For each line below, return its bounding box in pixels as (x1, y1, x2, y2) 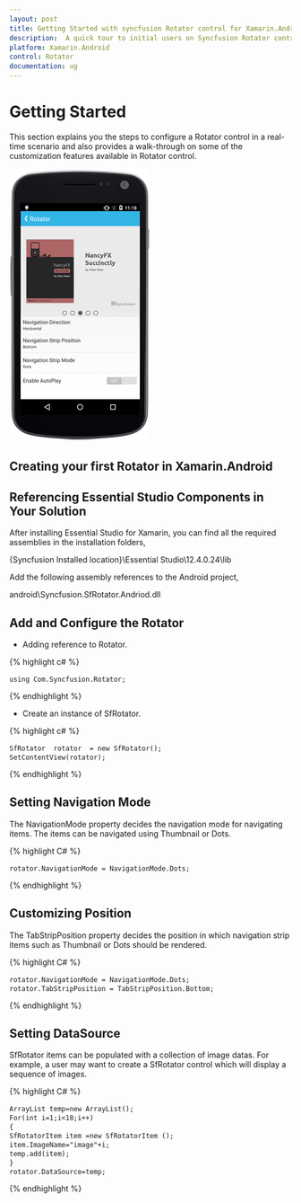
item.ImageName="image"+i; (9, 1141, 110, 1150)
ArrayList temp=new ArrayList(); (9, 1105, 134, 1114)
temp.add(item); (9, 1150, 70, 1159)
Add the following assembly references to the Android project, (9, 571, 239, 583)
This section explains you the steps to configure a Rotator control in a (9, 131, 266, 142)
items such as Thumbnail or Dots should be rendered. (9, 939, 208, 950)
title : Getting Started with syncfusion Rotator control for (9, 23, 243, 33)
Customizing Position (9, 906, 132, 921)
